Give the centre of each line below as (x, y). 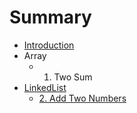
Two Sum (73, 77)
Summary (50, 17)
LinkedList (45, 87)
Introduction (49, 45)
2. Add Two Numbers (82, 98)
